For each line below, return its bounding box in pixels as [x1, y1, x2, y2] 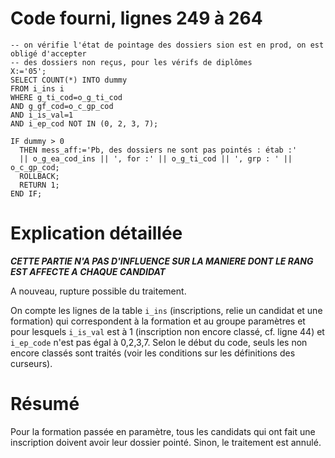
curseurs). [10, 357, 53, 369]
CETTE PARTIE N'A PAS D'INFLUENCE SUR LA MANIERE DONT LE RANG [10, 255, 314, 267]
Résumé [10, 393, 80, 416]
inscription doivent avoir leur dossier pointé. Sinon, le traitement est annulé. [10, 436, 322, 448]
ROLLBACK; [19, 171, 60, 181]
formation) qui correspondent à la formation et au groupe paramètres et [10, 315, 306, 327]
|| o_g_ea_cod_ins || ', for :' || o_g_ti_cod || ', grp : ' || [19, 153, 293, 164]
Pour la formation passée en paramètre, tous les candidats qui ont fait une [10, 425, 316, 437]
